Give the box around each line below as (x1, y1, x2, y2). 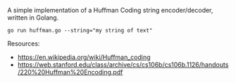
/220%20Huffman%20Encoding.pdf (17, 68, 123, 76)
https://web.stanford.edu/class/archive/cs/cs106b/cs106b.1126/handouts (17, 60, 229, 69)
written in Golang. (7, 13, 59, 22)
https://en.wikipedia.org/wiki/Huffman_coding (17, 53, 151, 61)
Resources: (7, 39, 40, 48)
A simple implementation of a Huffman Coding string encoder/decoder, (7, 6, 213, 14)
